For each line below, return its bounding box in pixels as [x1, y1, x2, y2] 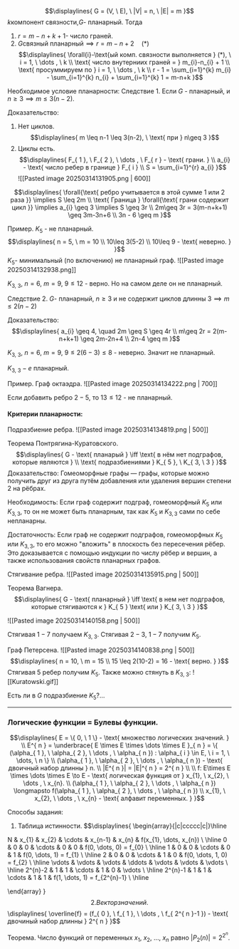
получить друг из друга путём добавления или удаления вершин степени [7, 477, 231, 485]
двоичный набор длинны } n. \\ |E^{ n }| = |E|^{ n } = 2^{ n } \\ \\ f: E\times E [8, 764, 231, 772]
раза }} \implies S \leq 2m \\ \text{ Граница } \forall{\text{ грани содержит [10, 196, 229, 204]
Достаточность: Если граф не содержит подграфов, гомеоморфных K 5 [7, 530, 223, 541]
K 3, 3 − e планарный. [7, 364, 70, 374]
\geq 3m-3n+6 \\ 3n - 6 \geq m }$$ [68, 211, 171, 219]
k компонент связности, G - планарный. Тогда [7, 18, 143, 26]
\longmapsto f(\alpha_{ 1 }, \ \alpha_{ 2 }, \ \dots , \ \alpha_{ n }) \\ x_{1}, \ [13, 787, 226, 795]
